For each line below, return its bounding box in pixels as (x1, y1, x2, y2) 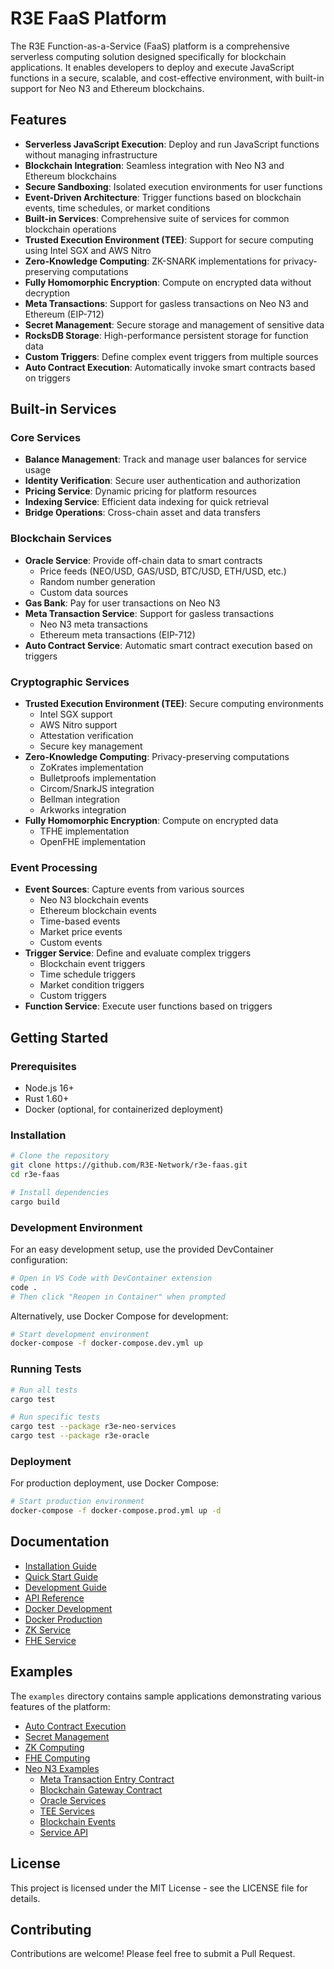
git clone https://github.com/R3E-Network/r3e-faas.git (10, 1160, 248, 1171)
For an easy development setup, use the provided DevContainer (10, 1243, 274, 1255)
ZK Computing (24, 1741, 85, 1753)
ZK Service (24, 1623, 71, 1636)
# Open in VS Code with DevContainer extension (10, 1273, 213, 1283)
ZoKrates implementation (39, 762, 144, 774)
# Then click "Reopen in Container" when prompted (10, 1292, 226, 1302)
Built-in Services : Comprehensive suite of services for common (24, 212, 290, 224)
